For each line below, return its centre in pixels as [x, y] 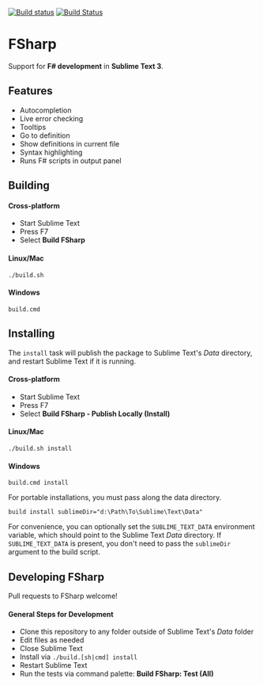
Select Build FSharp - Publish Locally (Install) [95, 414]
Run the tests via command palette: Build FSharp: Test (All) [116, 674]
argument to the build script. [54, 552]
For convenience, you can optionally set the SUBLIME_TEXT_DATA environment [131, 527]
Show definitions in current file [70, 143]
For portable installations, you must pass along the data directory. [115, 497]
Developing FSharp [56, 577]
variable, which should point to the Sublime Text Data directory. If [115, 535]
